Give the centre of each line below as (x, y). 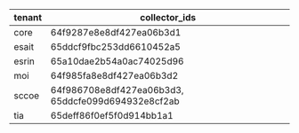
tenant (28, 17)
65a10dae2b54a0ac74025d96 (117, 61)
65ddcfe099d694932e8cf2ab (115, 101)
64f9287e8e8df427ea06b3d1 (116, 32)
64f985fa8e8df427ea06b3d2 (114, 76)
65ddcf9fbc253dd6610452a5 (115, 47)
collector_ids (168, 17)
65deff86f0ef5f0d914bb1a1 (112, 116)
